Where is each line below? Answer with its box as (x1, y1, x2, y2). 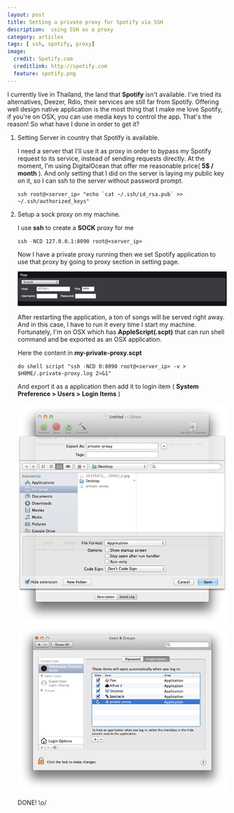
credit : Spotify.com (13, 56, 73, 63)
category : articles (7, 33, 64, 40)
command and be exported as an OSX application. (17, 335, 162, 343)
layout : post (7, 11, 45, 18)
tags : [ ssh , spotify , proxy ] (7, 40, 95, 48)
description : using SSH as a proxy (7, 26, 114, 33)
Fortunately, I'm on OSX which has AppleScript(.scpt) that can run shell (17, 328, 225, 336)
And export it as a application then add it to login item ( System (17, 382, 199, 390)
